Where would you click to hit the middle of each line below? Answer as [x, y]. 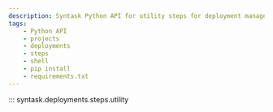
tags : [17, 24]
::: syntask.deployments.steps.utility [69, 99]
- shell [36, 62]
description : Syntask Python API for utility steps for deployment [125, 16]
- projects [41, 39]
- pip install [47, 69]
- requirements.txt [56, 76]
